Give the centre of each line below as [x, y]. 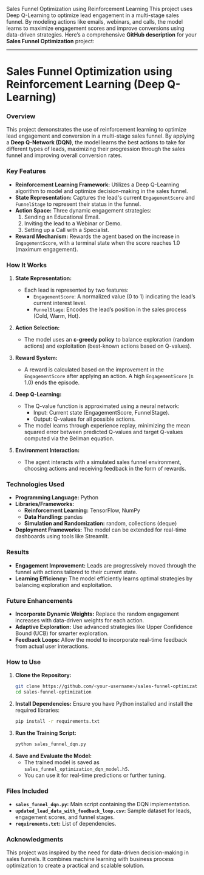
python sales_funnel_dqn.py [50, 744]
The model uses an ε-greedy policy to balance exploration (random [109, 340]
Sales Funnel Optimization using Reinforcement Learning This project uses [100, 9]
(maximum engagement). [46, 249]
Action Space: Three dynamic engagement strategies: [83, 210]
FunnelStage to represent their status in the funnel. [78, 204]
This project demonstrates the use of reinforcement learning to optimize [97, 130]
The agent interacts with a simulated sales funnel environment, [103, 462]
